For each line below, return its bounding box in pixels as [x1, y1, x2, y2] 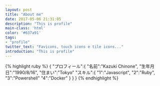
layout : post [5, 7, 32, 12]
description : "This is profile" [5, 21, 72, 26]
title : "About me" [5, 12, 43, 17]
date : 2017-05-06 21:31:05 [5, 16, 61, 21]
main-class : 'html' [5, 26, 46, 31]
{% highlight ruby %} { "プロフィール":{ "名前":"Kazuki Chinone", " [5, 63, 142, 69]
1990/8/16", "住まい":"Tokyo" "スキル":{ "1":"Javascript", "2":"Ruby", [14, 69, 156, 75]
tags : [5, 35, 16, 40]
